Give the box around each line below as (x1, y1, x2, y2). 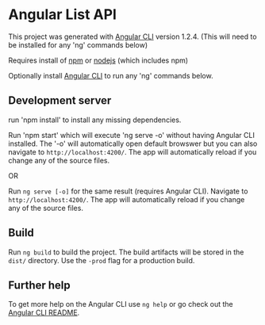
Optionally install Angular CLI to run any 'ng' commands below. (8, 71, 213, 80)
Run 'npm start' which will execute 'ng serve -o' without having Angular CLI (8, 130, 255, 140)
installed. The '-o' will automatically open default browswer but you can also (8, 139, 258, 148)
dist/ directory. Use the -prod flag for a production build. (8, 255, 195, 265)
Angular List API (8, 6, 117, 24)
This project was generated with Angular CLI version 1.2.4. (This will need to (8, 32, 257, 41)
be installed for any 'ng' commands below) (8, 40, 148, 49)
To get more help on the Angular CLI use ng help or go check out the (8, 300, 233, 309)
